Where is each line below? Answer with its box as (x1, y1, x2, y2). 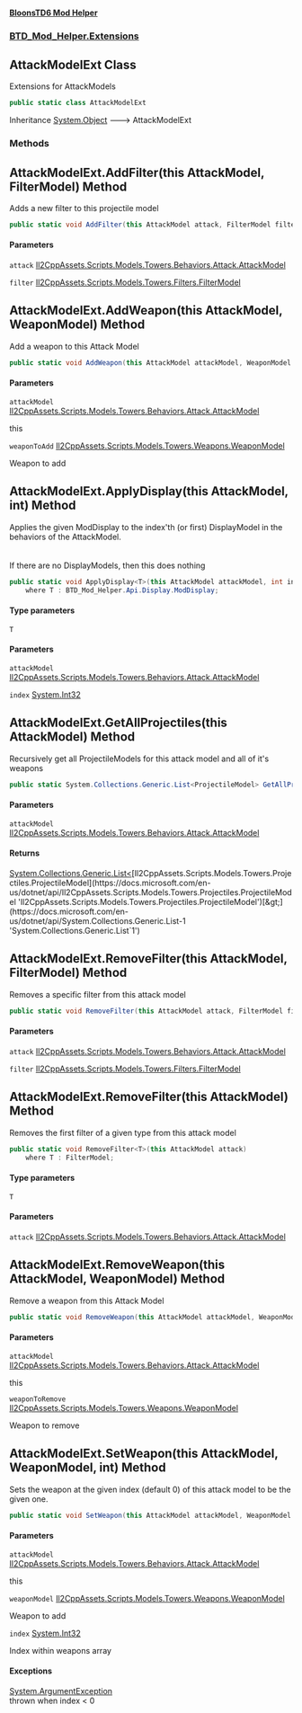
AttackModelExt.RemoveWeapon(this (9, 1257, 226, 1273)
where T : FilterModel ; (25, 1153, 115, 1162)
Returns (9, 848, 40, 858)
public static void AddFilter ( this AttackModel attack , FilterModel (9, 220, 271, 229)
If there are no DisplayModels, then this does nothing (9, 560, 206, 571)
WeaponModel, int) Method (9, 1460, 166, 1476)
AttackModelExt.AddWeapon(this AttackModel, (9, 303, 283, 318)
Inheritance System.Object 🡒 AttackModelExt (9, 115, 191, 126)
